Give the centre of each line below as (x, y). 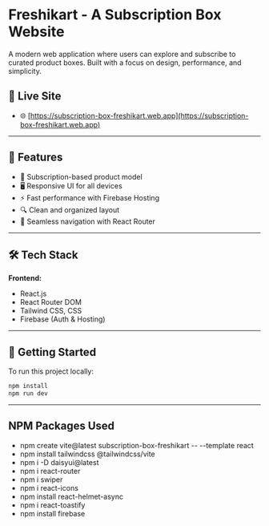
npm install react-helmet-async (72, 496)
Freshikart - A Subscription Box (115, 15)
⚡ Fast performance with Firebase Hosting (90, 197)
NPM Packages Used (61, 426)
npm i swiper (41, 479)
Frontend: (25, 278)
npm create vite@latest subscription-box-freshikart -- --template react (137, 445)
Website (36, 32)
